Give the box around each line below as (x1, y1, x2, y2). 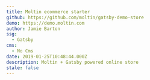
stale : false (6, 64, 39, 71)
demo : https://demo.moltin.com (6, 20, 85, 26)
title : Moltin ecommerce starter (6, 8, 90, 15)
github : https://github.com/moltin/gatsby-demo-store (6, 14, 145, 20)
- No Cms (11, 48, 34, 54)
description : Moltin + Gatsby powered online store (6, 59, 139, 65)
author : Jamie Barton (6, 25, 61, 32)
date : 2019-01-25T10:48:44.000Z (6, 54, 87, 60)
